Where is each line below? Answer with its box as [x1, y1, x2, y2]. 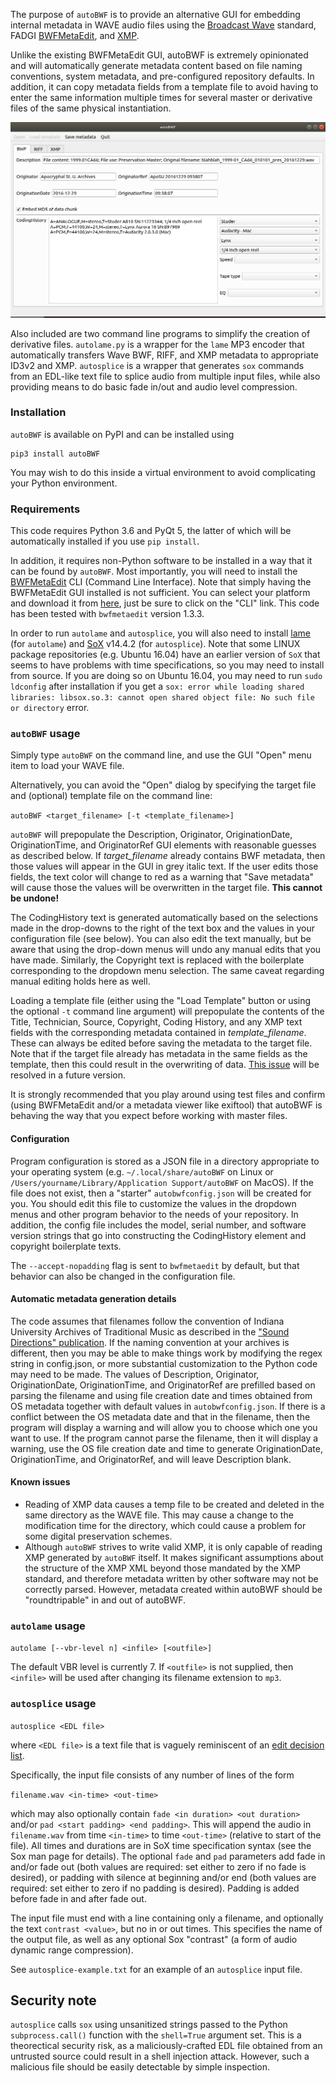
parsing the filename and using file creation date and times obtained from [10, 1389, 313, 1401]
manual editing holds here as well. [10, 975, 151, 988]
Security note [10, 1992, 97, 2009]
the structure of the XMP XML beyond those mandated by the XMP [24, 1562, 301, 1574]
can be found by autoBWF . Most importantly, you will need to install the [10, 565, 298, 578]
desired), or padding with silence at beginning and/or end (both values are [10, 1871, 317, 1883]
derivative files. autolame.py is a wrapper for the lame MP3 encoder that [10, 338, 305, 350]
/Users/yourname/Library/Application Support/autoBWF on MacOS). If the [10, 1176, 314, 1188]
